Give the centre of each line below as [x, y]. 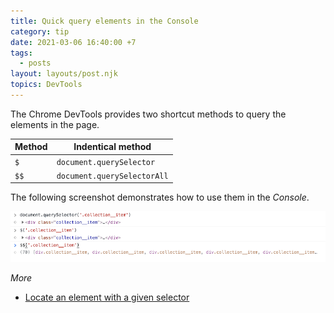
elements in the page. [55, 124]
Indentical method [112, 147]
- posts [35, 63]
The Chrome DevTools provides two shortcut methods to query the [148, 114]
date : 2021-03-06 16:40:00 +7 [73, 42]
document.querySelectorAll [112, 176]
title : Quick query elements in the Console [104, 21]
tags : [21, 53]
